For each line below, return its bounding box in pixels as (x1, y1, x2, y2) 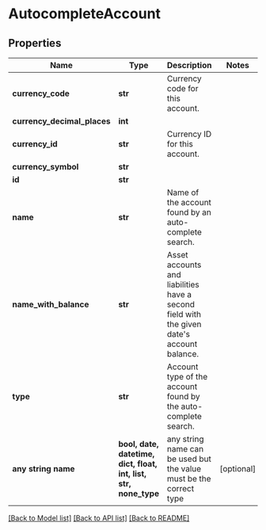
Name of (166, 187, 199, 198)
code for (166, 83, 199, 93)
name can (166, 444, 204, 454)
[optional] (219, 463, 256, 474)
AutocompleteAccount (8, 5, 161, 23)
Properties (8, 36, 62, 50)
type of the (166, 372, 208, 382)
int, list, (118, 468, 146, 479)
